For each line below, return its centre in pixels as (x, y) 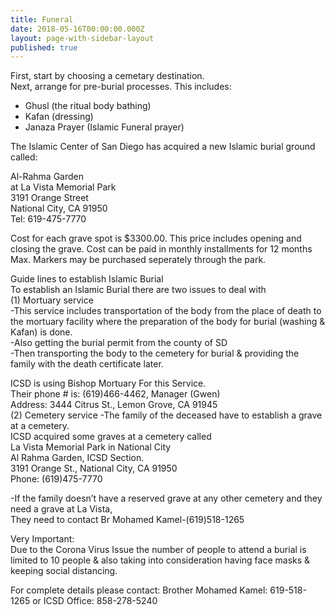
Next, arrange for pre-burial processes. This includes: (121, 87)
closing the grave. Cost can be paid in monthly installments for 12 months (161, 249)
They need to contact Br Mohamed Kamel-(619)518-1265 (127, 520)
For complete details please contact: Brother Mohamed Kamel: (139, 590)
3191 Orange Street (49, 198)
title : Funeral (42, 19)
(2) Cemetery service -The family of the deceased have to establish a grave (166, 415)
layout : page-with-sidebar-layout (82, 38)
